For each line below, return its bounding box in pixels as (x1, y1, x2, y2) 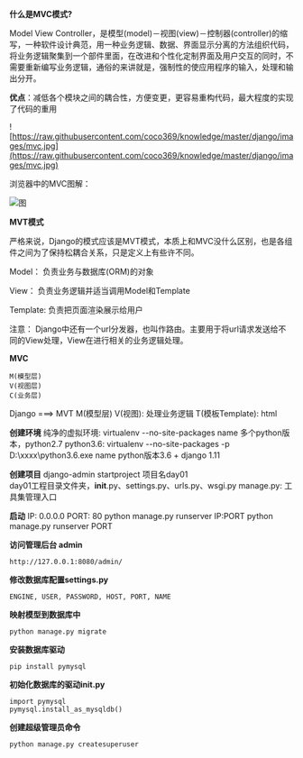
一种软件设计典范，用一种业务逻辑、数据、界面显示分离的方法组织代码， (24, 40, 294, 50)
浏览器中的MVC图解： (9, 178, 92, 188)
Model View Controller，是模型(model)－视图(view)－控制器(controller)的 (9, 28, 280, 39)
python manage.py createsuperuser (9, 740, 140, 749)
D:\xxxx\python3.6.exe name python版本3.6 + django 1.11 (9, 450, 221, 461)
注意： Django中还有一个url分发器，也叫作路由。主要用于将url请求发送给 (9, 324, 279, 334)
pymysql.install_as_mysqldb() (9, 705, 124, 714)
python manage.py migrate (9, 627, 106, 636)
